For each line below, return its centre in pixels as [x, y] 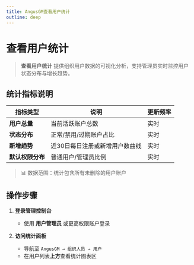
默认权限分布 [27, 157]
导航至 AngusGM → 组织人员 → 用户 [63, 249]
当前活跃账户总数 [75, 124]
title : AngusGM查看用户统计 [38, 12]
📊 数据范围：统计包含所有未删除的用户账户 [73, 173]
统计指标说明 [30, 94]
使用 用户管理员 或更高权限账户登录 [67, 223]
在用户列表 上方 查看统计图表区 [60, 256]
